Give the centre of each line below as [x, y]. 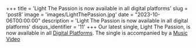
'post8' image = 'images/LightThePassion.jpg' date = [70, 14]
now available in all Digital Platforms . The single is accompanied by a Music [97, 33]
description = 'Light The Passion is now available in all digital [115, 21]
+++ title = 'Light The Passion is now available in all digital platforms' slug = [97, 8]
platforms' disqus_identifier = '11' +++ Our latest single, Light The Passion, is [98, 27]
